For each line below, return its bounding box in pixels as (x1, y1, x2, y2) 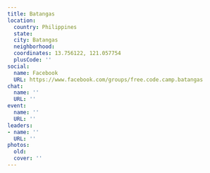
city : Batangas (13, 37, 58, 44)
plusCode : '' (13, 56, 52, 64)
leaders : (7, 121, 33, 129)
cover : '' (13, 155, 42, 162)
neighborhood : (13, 43, 55, 50)
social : (7, 63, 30, 70)
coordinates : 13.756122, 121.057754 (13, 50, 121, 57)
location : (7, 17, 37, 24)
